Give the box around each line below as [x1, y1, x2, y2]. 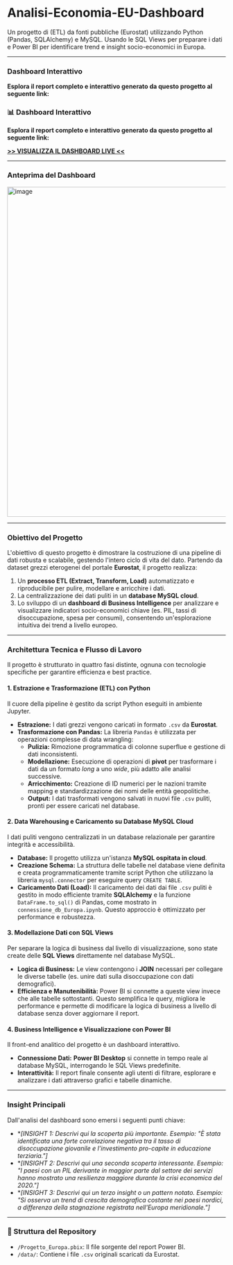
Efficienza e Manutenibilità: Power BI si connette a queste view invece [17, 987, 221, 995]
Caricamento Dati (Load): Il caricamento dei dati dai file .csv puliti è [17, 883, 213, 891]
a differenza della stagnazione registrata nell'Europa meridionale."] [17, 1203, 210, 1212]
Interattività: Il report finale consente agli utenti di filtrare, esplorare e [17, 1068, 216, 1077]
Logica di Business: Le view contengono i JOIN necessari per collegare [17, 965, 223, 973]
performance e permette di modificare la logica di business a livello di [17, 1002, 217, 1010]
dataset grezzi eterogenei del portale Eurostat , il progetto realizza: [7, 563, 198, 572]
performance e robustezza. [17, 912, 96, 921]
